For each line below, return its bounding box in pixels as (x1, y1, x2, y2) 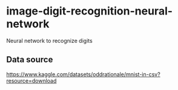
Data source (6, 54, 53, 65)
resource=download (6, 77, 57, 84)
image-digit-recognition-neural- (6, 4, 173, 18)
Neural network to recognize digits (6, 37, 93, 44)
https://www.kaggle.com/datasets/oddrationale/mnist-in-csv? (6, 71, 160, 78)
